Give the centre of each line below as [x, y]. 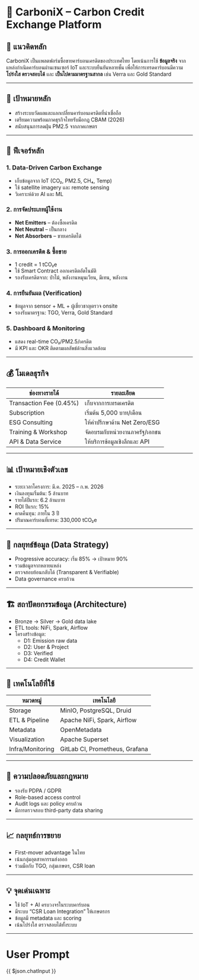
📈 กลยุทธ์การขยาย [33, 835]
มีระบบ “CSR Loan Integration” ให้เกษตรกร [62, 911]
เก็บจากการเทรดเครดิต [110, 403]
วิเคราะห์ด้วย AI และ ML [39, 194]
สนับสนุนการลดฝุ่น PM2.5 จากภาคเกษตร [56, 126]
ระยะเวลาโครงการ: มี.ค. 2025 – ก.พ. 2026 [59, 487]
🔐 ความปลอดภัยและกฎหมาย [47, 776]
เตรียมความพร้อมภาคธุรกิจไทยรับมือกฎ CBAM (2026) [70, 119]
